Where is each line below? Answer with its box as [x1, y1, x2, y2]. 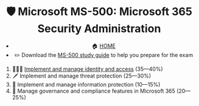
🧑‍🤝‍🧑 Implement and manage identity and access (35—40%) [12, 65, 163, 73]
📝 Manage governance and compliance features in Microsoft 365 [12, 87, 175, 94]
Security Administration [37, 22, 161, 36]
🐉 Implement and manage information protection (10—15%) [12, 81, 161, 88]
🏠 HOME [91, 42, 116, 49]
